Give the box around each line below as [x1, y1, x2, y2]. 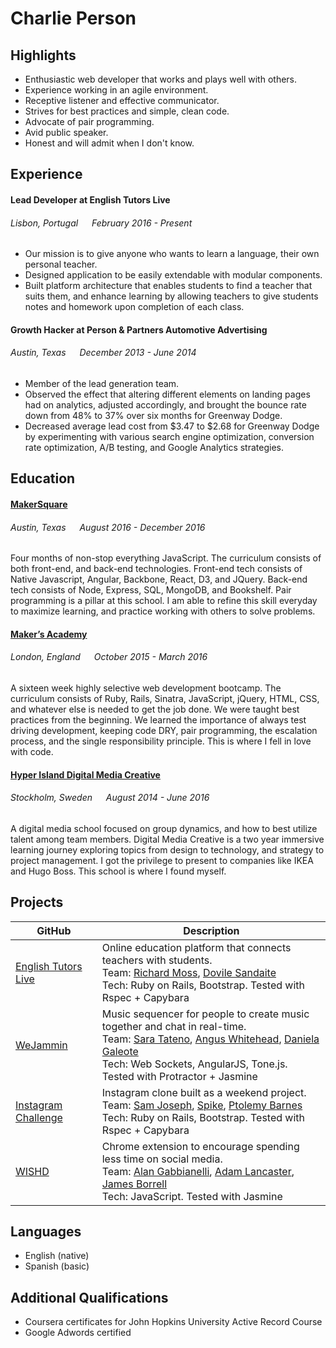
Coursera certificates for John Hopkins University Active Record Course [24, 1316, 323, 1328]
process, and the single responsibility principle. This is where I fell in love [10, 735, 312, 747]
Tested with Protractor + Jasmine [101, 1069, 258, 1083]
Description [183, 923, 240, 937]
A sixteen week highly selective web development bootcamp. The [10, 682, 282, 694]
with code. [10, 745, 54, 757]
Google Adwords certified [24, 1327, 132, 1339]
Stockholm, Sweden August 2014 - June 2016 [10, 792, 210, 804]
